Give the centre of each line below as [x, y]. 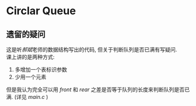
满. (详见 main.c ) [27, 97]
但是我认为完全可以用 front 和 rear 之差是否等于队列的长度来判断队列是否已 [98, 89]
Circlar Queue [41, 11]
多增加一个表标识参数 [41, 70]
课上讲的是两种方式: [31, 57]
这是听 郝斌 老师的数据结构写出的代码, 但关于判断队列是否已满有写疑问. [92, 49]
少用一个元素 [30, 77]
